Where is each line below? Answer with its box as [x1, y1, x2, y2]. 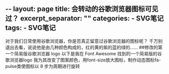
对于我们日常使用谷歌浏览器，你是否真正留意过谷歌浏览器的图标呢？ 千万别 [5, 38, 163, 44]
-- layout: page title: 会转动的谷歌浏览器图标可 [5, 5, 152, 14]
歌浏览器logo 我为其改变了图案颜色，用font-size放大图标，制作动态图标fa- [5, 57, 161, 63]
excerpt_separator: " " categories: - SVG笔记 [20, 14, 164, 23]
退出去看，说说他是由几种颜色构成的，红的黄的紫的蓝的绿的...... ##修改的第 [5, 44, 163, 50]
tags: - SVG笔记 [5, 24, 56, 32]
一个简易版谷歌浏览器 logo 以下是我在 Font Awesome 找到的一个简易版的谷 [5, 50, 162, 56]
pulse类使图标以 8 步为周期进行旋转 [5, 63, 80, 69]
